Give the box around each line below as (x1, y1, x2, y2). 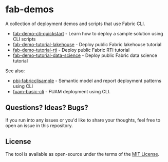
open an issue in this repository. (5, 122, 73, 129)
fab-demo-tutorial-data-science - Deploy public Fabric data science (12, 52, 158, 58)
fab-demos (5, 4, 54, 15)
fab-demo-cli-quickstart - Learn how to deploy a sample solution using (12, 30, 163, 36)
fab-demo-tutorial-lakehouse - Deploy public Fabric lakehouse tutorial (12, 41, 162, 47)
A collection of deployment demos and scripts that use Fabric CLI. (5, 21, 145, 27)
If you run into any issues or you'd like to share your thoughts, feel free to (5, 117, 161, 123)
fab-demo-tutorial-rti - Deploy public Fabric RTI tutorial (12, 47, 130, 53)
